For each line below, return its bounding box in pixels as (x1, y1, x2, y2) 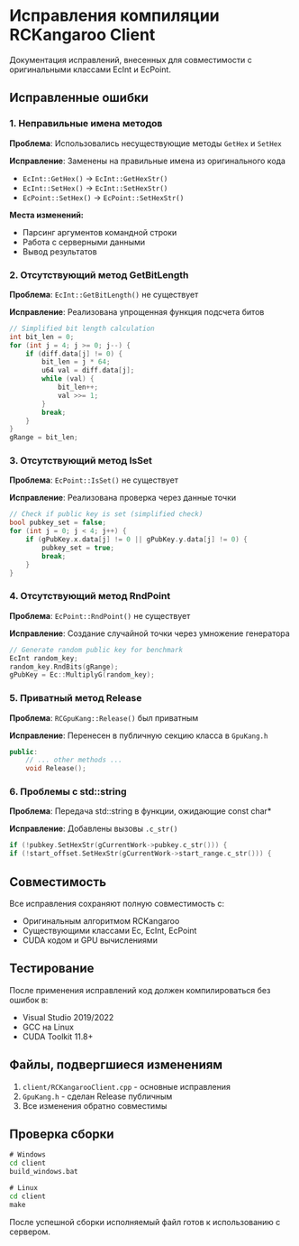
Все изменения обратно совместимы (22, 1100, 168, 1111)
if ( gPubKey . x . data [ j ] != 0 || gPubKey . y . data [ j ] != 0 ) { (25, 535, 248, 544)
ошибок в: (9, 994, 49, 1005)
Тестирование (9, 961, 95, 976)
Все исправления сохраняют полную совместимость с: (9, 899, 225, 909)
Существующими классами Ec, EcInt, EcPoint (22, 926, 197, 937)
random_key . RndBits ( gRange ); (9, 662, 119, 671)
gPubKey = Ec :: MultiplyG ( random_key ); (9, 670, 155, 679)
